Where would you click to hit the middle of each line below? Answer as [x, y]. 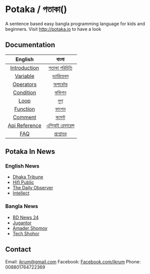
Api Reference [25, 125]
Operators [24, 84]
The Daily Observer [33, 188]
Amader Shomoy [30, 228]
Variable [24, 76]
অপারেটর [60, 84]
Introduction [24, 68]
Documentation [30, 45]
